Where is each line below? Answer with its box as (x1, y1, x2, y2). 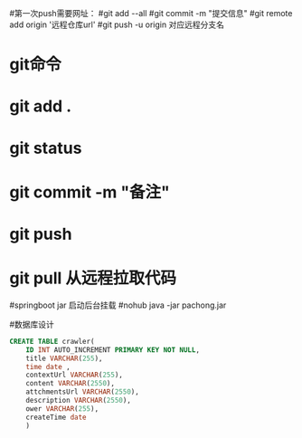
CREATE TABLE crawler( (9, 337, 95, 346)
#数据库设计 (9, 319, 54, 329)
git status (9, 138, 82, 158)
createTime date (25, 413, 88, 422)
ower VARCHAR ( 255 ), (25, 404, 99, 414)
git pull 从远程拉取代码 (9, 268, 177, 289)
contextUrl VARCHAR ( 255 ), (25, 370, 124, 380)
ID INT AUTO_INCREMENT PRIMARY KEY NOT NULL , (25, 345, 201, 355)
